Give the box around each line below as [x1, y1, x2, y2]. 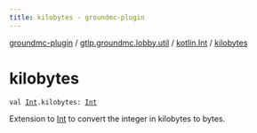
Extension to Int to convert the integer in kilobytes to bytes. [9, 113, 226, 124]
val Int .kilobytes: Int [9, 98, 98, 106]
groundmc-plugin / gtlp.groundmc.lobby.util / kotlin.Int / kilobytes [9, 37, 248, 48]
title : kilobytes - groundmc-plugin [9, 12, 145, 22]
